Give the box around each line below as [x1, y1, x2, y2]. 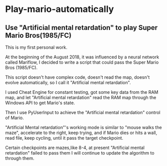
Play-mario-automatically [5, 3, 114, 15]
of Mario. [5, 115, 24, 121]
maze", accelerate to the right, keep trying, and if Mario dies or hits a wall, [5, 130, 157, 136]
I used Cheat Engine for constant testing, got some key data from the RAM [5, 89, 158, 95]
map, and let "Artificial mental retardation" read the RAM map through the [5, 95, 156, 100]
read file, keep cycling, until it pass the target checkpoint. [5, 135, 123, 141]
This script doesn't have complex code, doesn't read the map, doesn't [5, 74, 150, 80]
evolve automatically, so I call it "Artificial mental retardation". [5, 80, 131, 85]
